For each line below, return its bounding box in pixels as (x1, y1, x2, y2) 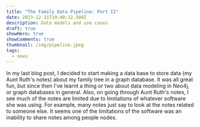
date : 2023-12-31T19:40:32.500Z (6, 14, 87, 20)
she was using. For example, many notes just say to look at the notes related (6, 101, 194, 108)
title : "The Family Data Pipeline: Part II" (6, 8, 119, 15)
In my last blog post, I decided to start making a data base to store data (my (6, 69, 192, 76)
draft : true (6, 25, 36, 32)
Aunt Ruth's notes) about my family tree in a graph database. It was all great (6, 76, 193, 83)
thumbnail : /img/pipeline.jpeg (6, 42, 84, 48)
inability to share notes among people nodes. (6, 114, 118, 121)
